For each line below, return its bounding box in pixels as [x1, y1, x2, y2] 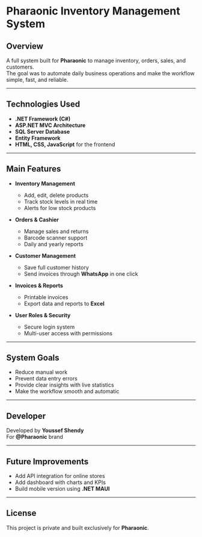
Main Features [6, 164, 61, 174]
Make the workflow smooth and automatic [14, 388, 120, 395]
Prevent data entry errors [14, 375, 78, 382]
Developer [6, 411, 46, 421]
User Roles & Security [14, 311, 71, 318]
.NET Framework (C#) [14, 115, 71, 122]
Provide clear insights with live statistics [14, 381, 114, 389]
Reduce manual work [14, 368, 68, 376]
